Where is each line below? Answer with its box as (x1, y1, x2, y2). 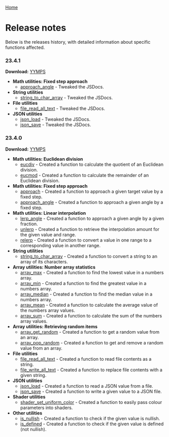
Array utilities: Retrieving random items (12, 323, 98, 330)
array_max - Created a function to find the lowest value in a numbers (20, 269, 164, 275)
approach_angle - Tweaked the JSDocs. (20, 84, 104, 90)
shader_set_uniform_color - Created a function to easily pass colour (20, 399, 162, 405)
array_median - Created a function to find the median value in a (20, 291, 153, 297)
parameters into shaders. (20, 404, 73, 411)
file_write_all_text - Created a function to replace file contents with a (20, 366, 162, 373)
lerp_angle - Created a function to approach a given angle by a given (20, 215, 164, 221)
